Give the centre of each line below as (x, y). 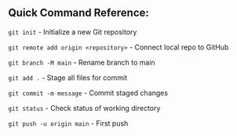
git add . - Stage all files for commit (68, 77)
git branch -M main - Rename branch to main (82, 62)
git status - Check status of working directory (84, 108)
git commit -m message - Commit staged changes (88, 93)
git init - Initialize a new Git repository (73, 31)
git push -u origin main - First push (68, 123)
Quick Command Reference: (78, 13)
